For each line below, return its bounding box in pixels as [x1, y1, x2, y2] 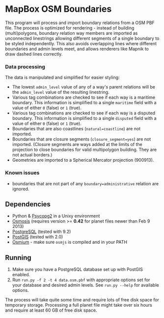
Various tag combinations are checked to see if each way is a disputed [12, 110, 156, 116]
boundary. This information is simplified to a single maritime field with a [12, 100, 157, 106]
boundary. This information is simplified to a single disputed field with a [12, 116, 157, 121]
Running [5, 253, 32, 261]
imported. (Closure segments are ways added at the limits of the [12, 142, 142, 147]
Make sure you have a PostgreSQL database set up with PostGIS [12, 266, 143, 272]
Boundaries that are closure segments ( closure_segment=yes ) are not [12, 136, 151, 142]
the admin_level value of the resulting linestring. [12, 89, 109, 95]
